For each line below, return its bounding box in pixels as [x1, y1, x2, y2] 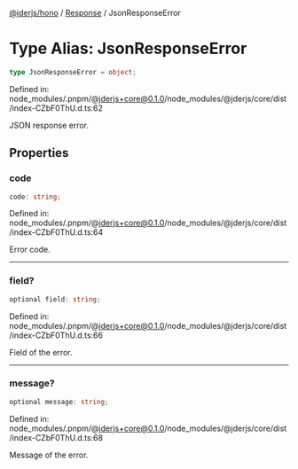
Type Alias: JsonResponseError [9, 39, 247, 59]
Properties [9, 145, 69, 160]
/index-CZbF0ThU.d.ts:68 [9, 432, 104, 442]
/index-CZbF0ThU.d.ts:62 [9, 102, 104, 113]
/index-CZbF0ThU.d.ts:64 [9, 227, 104, 238]
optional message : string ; [9, 397, 109, 406]
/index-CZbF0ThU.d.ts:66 [9, 330, 104, 340]
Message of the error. [9, 449, 89, 460]
